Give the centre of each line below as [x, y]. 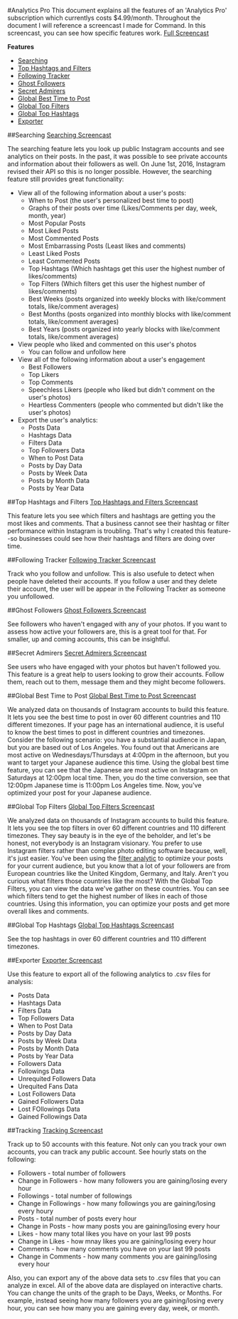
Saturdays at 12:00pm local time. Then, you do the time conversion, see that [119, 777]
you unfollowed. [31, 596]
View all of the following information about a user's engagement [111, 360]
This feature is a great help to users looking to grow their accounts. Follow [116, 674]
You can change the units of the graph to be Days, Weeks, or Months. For [115, 1293]
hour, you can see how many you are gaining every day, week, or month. [114, 1308]
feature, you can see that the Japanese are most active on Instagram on [113, 770]
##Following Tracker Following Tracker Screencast [82, 560]
